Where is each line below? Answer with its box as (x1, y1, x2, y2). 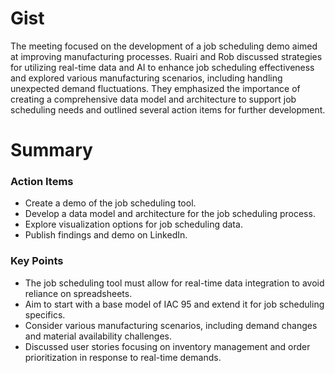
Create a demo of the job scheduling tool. (24, 197, 197, 209)
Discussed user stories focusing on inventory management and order (24, 340, 311, 352)
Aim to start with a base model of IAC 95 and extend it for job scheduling (24, 298, 325, 310)
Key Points (10, 254, 64, 268)
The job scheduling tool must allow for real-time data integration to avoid (24, 277, 325, 289)
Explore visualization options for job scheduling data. (24, 218, 243, 231)
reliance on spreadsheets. (24, 287, 133, 299)
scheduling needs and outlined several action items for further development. (10, 103, 326, 116)
